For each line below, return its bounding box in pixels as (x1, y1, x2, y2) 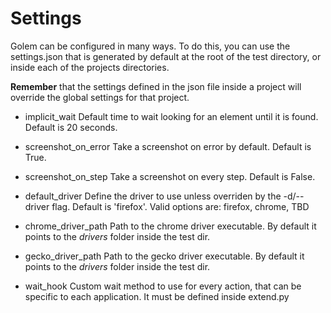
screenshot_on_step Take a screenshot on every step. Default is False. (24, 170, 316, 182)
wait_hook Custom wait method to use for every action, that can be (24, 280, 302, 292)
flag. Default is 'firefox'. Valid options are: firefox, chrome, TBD (51, 200, 310, 212)
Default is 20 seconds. (24, 121, 118, 133)
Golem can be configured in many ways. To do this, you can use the (10, 40, 291, 52)
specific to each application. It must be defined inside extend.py (24, 290, 290, 302)
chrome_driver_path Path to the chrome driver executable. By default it (24, 220, 317, 232)
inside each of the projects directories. (10, 61, 170, 73)
